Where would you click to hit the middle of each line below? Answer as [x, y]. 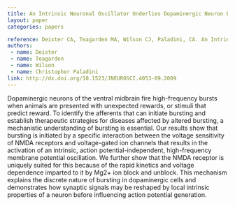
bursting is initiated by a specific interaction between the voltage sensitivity [116, 135]
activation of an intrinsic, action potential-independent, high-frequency [109, 150]
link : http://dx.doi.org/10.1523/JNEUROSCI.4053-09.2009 [92, 78]
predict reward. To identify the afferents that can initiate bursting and [107, 113]
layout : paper [28, 20]
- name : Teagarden [37, 59]
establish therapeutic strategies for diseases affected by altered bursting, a [115, 120]
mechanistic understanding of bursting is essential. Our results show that [113, 128]
